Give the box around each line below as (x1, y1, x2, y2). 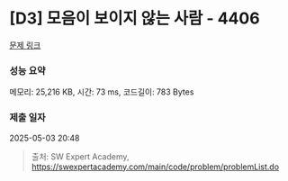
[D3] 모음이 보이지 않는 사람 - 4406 (9, 8, 260, 29)
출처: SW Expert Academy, (31, 150, 130, 162)
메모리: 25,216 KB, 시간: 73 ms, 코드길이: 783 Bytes (9, 86, 194, 97)
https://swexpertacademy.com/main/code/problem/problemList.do (31, 161, 280, 172)
